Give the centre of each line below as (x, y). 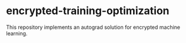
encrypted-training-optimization (88, 11)
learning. (17, 33)
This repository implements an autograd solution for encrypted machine (93, 27)
